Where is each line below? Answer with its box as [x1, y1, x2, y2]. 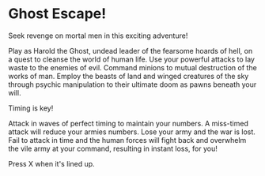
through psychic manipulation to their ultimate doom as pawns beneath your [8, 80, 257, 89]
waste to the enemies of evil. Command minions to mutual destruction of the [8, 62, 257, 72]
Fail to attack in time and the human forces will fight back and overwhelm [8, 135, 247, 144]
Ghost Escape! [8, 5, 107, 23]
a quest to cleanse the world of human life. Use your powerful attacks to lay [8, 54, 256, 64]
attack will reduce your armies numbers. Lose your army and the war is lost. [8, 127, 256, 137]
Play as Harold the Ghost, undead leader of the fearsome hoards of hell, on [8, 46, 253, 55]
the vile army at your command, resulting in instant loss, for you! [8, 144, 218, 153]
